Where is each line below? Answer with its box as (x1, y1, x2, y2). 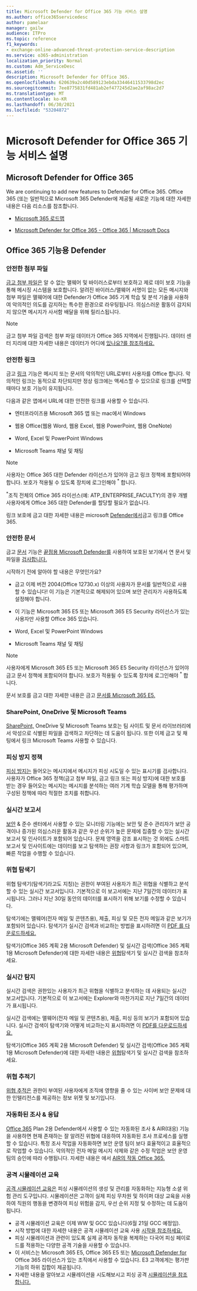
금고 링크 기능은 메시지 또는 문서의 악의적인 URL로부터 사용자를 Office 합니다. (6, 370, 185, 377)
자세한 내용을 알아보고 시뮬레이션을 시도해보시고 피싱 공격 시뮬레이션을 (14, 1271, 177, 1278)
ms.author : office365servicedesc (6, 14, 88, 20)
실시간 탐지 (6, 973, 36, 981)
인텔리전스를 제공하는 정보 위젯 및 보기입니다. (12, 1095, 116, 1102)
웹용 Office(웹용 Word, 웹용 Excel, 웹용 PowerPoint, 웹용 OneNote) (14, 422, 172, 429)
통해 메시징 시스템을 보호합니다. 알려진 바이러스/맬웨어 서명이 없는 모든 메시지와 (6, 286, 189, 293)
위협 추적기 (6, 1073, 36, 1081)
